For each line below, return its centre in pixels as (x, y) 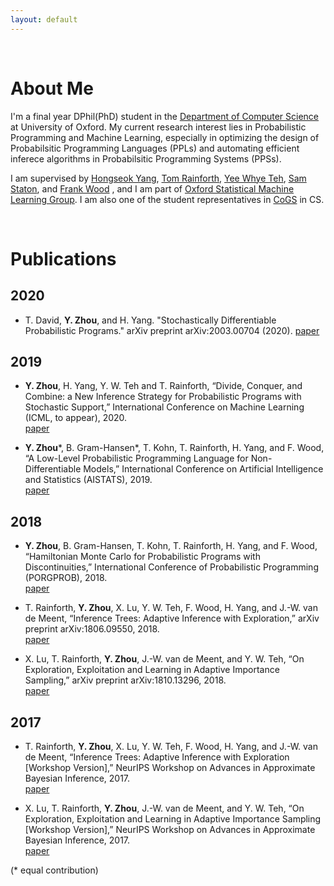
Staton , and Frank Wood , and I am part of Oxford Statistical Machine (152, 188)
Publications (63, 258)
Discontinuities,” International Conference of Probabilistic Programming (171, 567)
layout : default (44, 19)
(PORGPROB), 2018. (66, 578)
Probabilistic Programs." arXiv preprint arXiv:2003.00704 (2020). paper (172, 330)
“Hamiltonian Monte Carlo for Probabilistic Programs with (142, 557)
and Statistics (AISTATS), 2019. (88, 480)
